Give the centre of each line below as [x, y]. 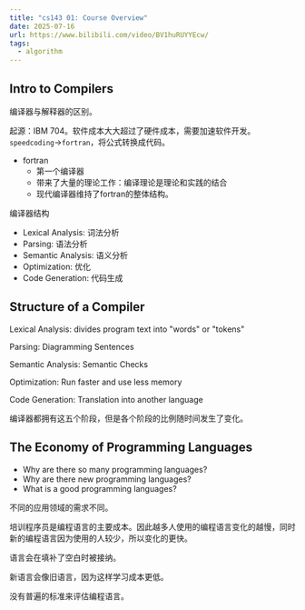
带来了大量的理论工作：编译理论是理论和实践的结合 [132, 182]
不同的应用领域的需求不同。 [61, 507]
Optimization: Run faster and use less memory [96, 382]
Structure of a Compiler [77, 307]
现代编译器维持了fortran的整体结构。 [105, 194]
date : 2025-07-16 [42, 26]
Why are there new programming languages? [107, 479]
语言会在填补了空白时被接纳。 [65, 557]
